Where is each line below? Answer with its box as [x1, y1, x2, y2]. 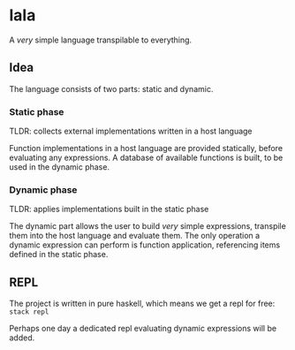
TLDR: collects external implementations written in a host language [9, 126, 253, 137]
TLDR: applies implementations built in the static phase [9, 204, 209, 215]
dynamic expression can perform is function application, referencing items [9, 240, 281, 250]
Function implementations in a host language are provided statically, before [9, 143, 284, 154]
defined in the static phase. [9, 249, 109, 260]
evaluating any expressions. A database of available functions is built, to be [9, 152, 284, 164]
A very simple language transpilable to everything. [9, 34, 193, 45]
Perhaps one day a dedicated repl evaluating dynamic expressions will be [9, 323, 276, 334]
